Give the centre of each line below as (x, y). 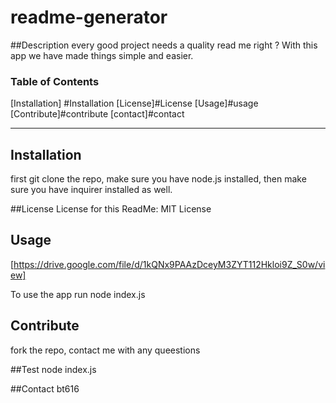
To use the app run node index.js (78, 294)
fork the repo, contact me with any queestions (105, 350)
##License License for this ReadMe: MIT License (111, 209)
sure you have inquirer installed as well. (91, 190)
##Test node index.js (53, 369)
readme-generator (89, 17)
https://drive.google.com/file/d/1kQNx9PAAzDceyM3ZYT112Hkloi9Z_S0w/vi (169, 264)
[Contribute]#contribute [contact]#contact (97, 114)
